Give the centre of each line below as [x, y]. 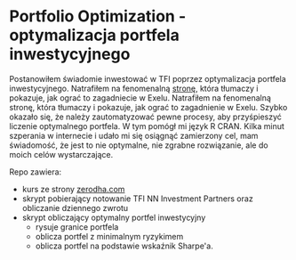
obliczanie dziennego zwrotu [75, 207]
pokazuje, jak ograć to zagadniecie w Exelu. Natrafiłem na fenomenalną [140, 97]
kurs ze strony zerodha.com [73, 189]
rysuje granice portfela [77, 227]
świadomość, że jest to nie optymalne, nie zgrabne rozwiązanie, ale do [139, 145]
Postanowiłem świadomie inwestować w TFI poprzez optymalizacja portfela [148, 78]
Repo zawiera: [36, 172]
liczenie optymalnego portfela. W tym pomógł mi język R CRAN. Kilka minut [147, 126]
